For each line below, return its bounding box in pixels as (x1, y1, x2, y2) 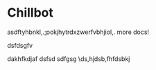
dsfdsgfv (7, 41, 33, 49)
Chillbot (7, 5, 53, 21)
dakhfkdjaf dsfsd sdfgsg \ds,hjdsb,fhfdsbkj (7, 54, 130, 63)
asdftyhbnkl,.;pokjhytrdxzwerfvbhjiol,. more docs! (7, 28, 150, 36)
